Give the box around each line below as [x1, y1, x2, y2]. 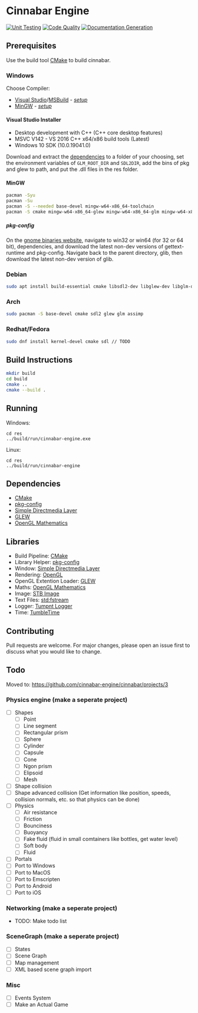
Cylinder [23, 742, 44, 749]
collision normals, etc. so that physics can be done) [14, 795, 140, 802]
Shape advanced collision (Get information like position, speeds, [14, 789, 171, 796]
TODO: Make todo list [14, 918, 67, 925]
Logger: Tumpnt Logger [14, 603, 72, 610]
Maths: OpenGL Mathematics [14, 584, 86, 591]
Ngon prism [23, 762, 52, 769]
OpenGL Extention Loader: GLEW [14, 578, 96, 585]
